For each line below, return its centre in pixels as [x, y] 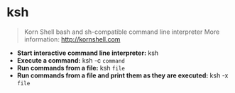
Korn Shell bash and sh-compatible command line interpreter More [122, 32]
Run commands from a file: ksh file [71, 68]
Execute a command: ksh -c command [71, 60]
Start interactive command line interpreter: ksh [88, 53]
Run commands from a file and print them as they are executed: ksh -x [122, 75]
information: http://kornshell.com [72, 39]
